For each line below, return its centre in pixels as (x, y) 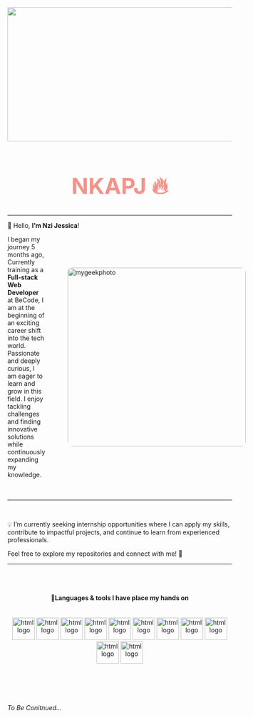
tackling (19, 406)
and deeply (24, 361)
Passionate (24, 353)
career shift (24, 330)
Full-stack (23, 277)
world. (17, 345)
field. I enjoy (26, 399)
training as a (26, 269)
